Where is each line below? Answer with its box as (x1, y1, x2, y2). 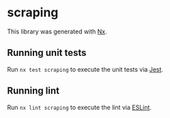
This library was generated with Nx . (7, 27, 107, 35)
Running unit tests (7, 47, 87, 59)
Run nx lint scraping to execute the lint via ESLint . (7, 103, 152, 111)
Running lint (7, 85, 60, 97)
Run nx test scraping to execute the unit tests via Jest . (7, 65, 164, 73)
